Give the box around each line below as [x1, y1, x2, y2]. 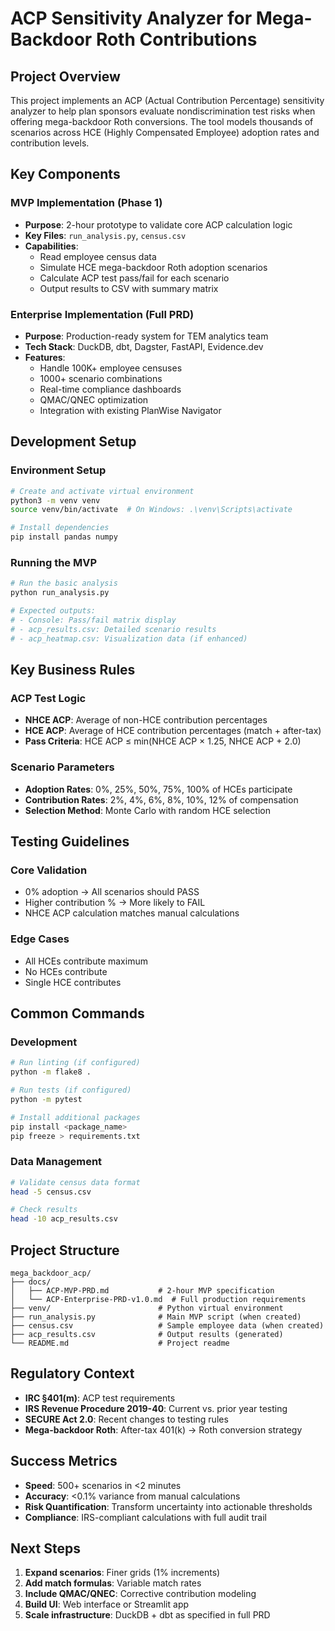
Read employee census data [39, 250, 157, 262]
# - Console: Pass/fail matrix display [10, 615, 177, 625]
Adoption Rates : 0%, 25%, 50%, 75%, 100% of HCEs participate [24, 783, 293, 795]
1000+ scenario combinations [39, 372, 163, 384]
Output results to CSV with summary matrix [39, 282, 219, 294]
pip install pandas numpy [10, 532, 118, 542]
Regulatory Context [10, 1365, 135, 1382]
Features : [24, 351, 66, 363]
